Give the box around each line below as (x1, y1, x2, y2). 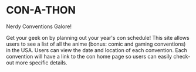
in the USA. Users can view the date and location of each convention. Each (6, 46, 188, 53)
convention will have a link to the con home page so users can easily (6, 53, 172, 60)
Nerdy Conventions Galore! (6, 23, 72, 30)
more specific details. (15, 59, 67, 66)
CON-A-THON (6, 4, 76, 17)
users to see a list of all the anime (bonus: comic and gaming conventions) (6, 40, 186, 47)
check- (173, 53, 191, 60)
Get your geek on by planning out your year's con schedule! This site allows (6, 34, 190, 41)
